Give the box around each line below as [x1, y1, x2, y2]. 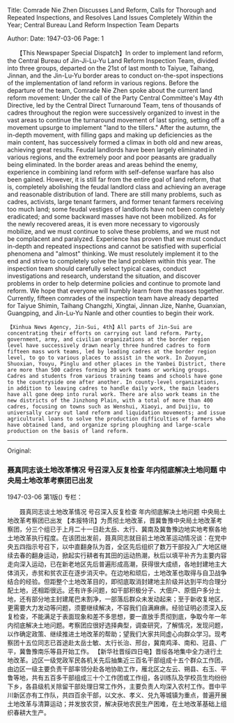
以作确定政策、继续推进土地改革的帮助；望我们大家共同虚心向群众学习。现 [7, 630, 221, 638]
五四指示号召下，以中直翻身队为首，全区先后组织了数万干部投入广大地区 [13, 543, 221, 551]
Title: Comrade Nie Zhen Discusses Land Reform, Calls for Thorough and [7, 6, 217, 14]
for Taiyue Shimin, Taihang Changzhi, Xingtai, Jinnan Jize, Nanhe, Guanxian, [7, 302, 227, 309]
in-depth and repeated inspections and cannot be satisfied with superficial [7, 242, 221, 250]
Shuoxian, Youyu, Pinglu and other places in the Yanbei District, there [7, 360, 226, 367]
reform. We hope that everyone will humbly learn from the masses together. [7, 286, 225, 295]
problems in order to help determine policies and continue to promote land [7, 279, 221, 287]
